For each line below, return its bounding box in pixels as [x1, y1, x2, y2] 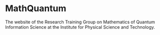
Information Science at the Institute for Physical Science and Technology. [5, 24, 156, 30]
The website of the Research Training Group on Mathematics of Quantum [5, 19, 156, 25]
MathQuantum [5, 3, 67, 14]
